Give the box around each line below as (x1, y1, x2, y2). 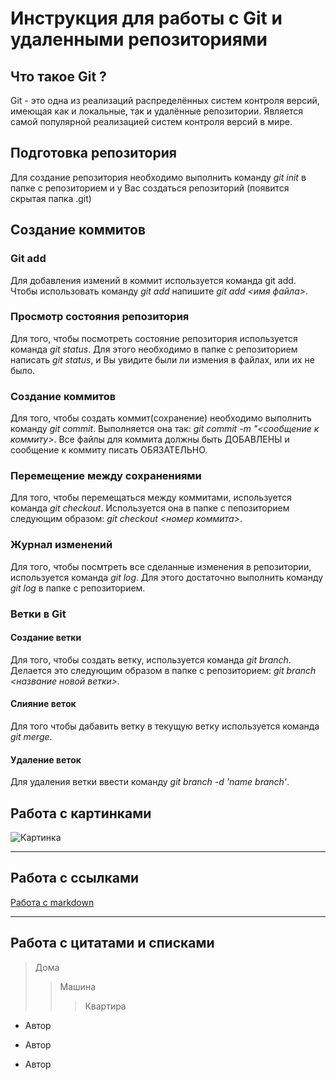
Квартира (84, 1000, 127, 1012)
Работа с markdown (10, 896, 95, 908)
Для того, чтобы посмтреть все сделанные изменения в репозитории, (10, 560, 312, 572)
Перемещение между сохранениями (10, 469, 202, 483)
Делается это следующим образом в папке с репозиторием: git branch (10, 664, 317, 676)
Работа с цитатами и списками (10, 935, 215, 952)
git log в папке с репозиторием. (10, 582, 146, 594)
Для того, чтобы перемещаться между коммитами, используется (10, 492, 292, 504)
